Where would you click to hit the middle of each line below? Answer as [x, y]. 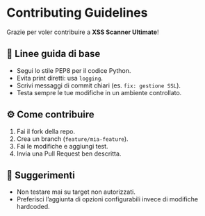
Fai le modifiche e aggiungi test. [62, 146]
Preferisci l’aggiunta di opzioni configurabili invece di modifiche [107, 199]
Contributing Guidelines [77, 13]
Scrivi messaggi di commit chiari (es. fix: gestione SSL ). [99, 85]
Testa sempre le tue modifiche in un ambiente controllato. [99, 92]
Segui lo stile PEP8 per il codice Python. [74, 70]
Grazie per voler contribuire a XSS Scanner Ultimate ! [83, 32]
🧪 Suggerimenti [41, 175]
